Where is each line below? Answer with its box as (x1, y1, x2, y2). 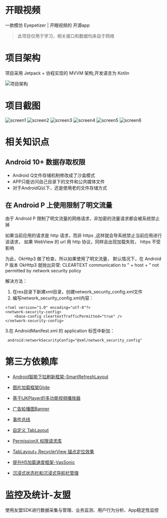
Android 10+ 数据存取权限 (5, 158, 86, 167)
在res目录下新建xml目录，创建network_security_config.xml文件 (12, 288, 143, 294)
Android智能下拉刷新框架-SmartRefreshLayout (12, 374, 109, 380)
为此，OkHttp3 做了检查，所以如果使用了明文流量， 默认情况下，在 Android (5, 255, 161, 262)
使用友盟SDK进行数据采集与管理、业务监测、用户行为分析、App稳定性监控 (5, 507, 159, 513)
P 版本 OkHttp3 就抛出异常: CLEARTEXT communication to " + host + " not (5, 262, 159, 268)
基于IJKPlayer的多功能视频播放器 (12, 395, 81, 401)
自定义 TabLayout (12, 427, 49, 433)
